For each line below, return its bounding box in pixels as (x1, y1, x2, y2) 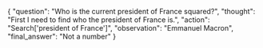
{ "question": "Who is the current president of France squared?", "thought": (7, 7, 256, 16)
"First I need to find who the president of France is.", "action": (7, 15, 210, 24)
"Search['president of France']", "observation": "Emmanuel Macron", (7, 24, 233, 32)
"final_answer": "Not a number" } (7, 31, 117, 41)
